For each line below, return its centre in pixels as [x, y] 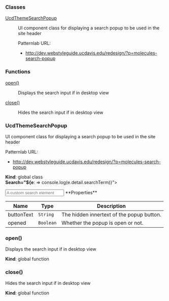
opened [17, 223]
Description [111, 206]
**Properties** [81, 192]
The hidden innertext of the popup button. [111, 215]
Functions [18, 72]
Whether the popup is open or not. [103, 223]
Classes [15, 7]
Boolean [47, 223]
